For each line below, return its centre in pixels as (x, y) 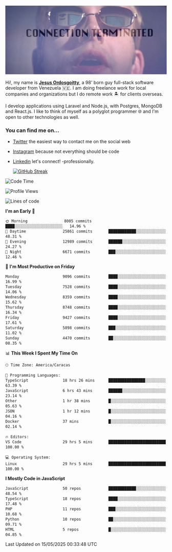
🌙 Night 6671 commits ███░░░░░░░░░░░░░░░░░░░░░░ (86, 252)
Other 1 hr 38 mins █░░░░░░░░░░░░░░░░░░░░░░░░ (86, 401)
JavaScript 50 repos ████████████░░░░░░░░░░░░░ (86, 489)
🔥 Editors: (17, 437)
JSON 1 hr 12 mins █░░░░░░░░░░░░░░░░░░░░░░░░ (86, 411)
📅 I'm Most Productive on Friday (40, 267)
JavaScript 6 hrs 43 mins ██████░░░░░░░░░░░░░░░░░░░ (86, 391)
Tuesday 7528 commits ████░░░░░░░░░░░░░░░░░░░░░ (86, 287)
